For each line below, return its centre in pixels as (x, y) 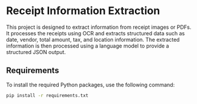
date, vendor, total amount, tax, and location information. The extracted (93, 39)
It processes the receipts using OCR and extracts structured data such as (96, 33)
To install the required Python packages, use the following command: (91, 85)
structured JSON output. (36, 52)
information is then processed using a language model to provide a (88, 46)
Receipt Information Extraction (83, 11)
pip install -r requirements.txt (47, 95)
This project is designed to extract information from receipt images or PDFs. (99, 27)
